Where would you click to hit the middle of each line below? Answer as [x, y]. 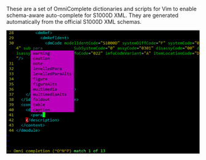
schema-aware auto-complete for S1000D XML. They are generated [93, 15]
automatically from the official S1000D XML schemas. [74, 22]
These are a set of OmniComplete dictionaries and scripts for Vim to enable [102, 9]
